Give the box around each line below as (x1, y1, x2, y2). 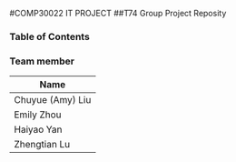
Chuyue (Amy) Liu (14, 94, 92, 106)
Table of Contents (9, 30, 91, 43)
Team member (9, 55, 75, 67)
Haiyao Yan (14, 123, 63, 136)
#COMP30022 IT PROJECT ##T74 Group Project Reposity (9, 8, 227, 18)
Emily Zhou (14, 108, 62, 121)
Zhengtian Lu (14, 138, 71, 151)
